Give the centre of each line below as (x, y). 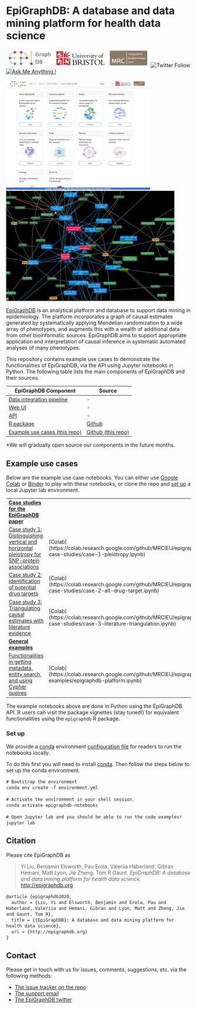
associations (24, 567)
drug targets (23, 593)
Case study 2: (25, 575)
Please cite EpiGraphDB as (38, 855)
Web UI (17, 407)
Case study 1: (25, 529)
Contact (21, 956)
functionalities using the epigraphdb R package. (63, 718)
